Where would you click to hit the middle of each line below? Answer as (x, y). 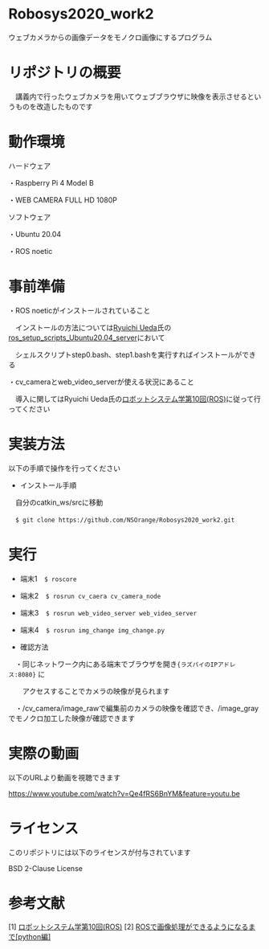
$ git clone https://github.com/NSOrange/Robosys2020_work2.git (125, 520)
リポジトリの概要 (65, 73)
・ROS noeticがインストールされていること (79, 310)
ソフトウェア (29, 217)
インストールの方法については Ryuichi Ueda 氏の (93, 327)
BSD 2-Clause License (45, 868)
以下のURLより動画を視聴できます (65, 777)
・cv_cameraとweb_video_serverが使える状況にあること (102, 382)
